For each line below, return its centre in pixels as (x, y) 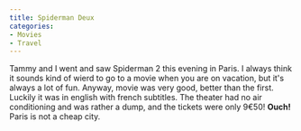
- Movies (26, 34)
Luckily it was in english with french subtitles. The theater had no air (136, 98)
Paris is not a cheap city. (55, 117)
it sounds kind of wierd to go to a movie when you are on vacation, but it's (147, 79)
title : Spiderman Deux (52, 18)
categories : (32, 26)
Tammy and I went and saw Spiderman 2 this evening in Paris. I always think (151, 69)
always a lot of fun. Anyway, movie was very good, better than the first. (142, 88)
